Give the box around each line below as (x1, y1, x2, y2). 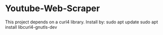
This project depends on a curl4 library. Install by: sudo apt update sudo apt (5, 19, 158, 25)
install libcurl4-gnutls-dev (5, 24, 57, 30)
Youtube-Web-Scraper (5, 3, 100, 14)
